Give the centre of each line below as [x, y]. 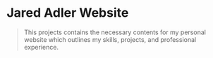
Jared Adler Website [68, 13]
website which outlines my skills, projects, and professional [110, 39]
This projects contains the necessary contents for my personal [115, 32]
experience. [41, 47]
